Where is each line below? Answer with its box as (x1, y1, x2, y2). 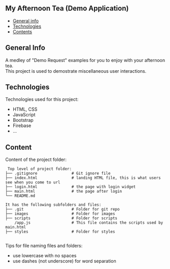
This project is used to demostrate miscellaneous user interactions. (5, 68, 147, 74)
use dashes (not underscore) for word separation (12, 258, 116, 264)
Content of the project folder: (5, 156, 67, 163)
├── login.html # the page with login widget (5, 184, 136, 190)
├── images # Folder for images (5, 211, 115, 217)
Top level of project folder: (7, 167, 72, 172)
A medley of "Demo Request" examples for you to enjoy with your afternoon (5, 57, 165, 63)
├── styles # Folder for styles (5, 229, 115, 235)
